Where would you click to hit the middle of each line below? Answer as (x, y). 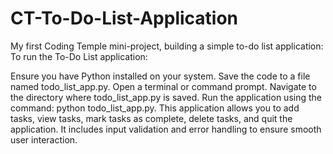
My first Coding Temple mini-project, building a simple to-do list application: (167, 46)
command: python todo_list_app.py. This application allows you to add (155, 108)
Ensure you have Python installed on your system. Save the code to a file (160, 76)
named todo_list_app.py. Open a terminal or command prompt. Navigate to (163, 86)
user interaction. (44, 139)
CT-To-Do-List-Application (124, 18)
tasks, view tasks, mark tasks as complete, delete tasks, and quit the (151, 118)
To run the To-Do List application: (79, 56)
